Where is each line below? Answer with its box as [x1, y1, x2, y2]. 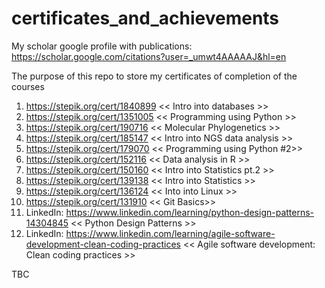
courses [11, 80, 45, 92]
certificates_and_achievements [11, 7, 280, 30]
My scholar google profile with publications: [11, 40, 193, 52]
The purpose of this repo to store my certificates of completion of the [11, 70, 298, 82]
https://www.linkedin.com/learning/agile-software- [65, 227, 276, 239]
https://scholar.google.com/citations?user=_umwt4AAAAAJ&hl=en [11, 50, 287, 62]
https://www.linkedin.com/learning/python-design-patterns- [65, 206, 315, 218]
